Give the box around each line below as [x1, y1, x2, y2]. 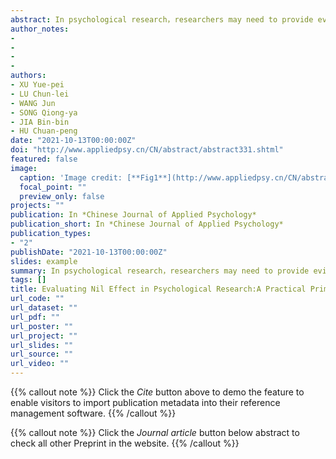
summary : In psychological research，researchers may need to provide [10, 266, 310, 276]
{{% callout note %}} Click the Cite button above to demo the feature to [10, 386, 305, 398]
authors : [10, 71, 47, 81]
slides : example [10, 256, 78, 266]
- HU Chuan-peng [10, 126, 78, 136]
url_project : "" [10, 331, 78, 341]
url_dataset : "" [10, 303, 78, 313]
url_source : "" [10, 349, 74, 360]
